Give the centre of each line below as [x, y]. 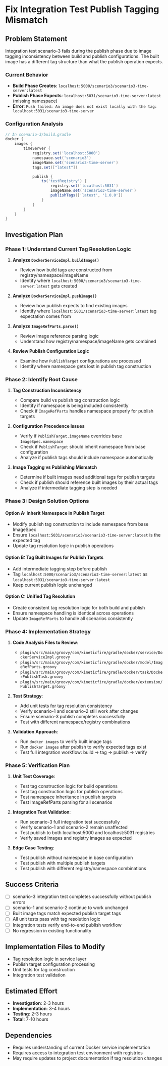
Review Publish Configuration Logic [51, 351]
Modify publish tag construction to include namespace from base [80, 524]
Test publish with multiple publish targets [63, 863]
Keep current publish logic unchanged [52, 585]
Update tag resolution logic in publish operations [63, 546]
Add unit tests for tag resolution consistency [66, 706]
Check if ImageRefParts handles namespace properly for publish [87, 411]
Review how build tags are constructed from [66, 270]
